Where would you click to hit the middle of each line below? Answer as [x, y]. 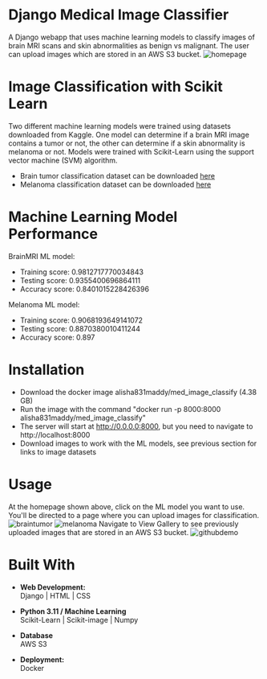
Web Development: [53, 587]
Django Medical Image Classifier [119, 15]
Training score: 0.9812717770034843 [82, 272]
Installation [47, 370]
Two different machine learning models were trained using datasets [119, 126]
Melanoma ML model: [44, 304]
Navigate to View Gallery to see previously [169, 524]
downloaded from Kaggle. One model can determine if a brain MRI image [129, 134]
